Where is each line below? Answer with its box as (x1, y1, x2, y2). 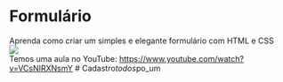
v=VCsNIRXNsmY (9, 63, 73, 73)
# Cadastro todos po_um (74, 63, 161, 73)
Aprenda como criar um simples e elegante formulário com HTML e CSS (9, 35, 274, 46)
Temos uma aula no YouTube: (9, 53, 117, 63)
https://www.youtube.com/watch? (118, 53, 245, 63)
